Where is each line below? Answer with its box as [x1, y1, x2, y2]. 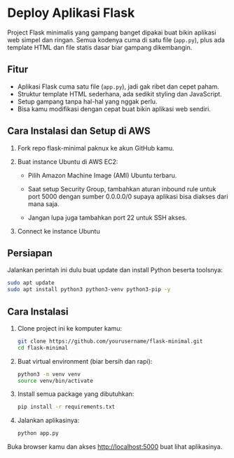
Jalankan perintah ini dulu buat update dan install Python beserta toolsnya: [7, 266, 223, 274]
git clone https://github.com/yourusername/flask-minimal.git [17, 338, 203, 345]
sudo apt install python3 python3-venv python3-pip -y [7, 286, 171, 293]
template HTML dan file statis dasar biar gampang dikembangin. [7, 43, 193, 51]
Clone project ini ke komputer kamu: [17, 324, 123, 332]
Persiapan [7, 247, 53, 259]
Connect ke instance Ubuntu [17, 227, 100, 235]
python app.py [17, 430, 59, 437]
